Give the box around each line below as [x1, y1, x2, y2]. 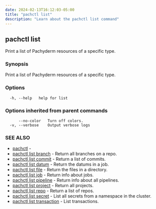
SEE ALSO [5, 134, 30, 141]
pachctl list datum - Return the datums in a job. [12, 161, 109, 167]
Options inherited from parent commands [5, 107, 108, 114]
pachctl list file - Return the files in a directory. [12, 167, 108, 173]
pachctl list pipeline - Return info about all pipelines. [12, 177, 120, 183]
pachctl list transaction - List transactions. [12, 199, 99, 205]
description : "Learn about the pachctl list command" [5, 16, 120, 21]
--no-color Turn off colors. [18, 118, 84, 123]
